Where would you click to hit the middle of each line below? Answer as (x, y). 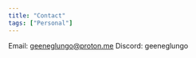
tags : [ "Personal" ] (41, 23)
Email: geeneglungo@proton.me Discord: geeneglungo (98, 45)
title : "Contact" (37, 15)
